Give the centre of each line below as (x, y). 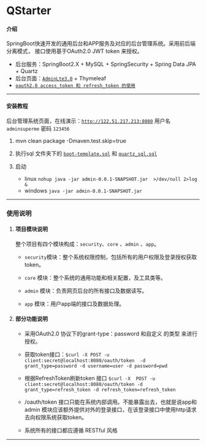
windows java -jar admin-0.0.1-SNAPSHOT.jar (83, 190)
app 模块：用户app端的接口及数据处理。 (74, 304)
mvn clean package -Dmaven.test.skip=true (71, 140)
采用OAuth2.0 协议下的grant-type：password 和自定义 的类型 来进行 (111, 333)
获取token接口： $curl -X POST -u (67, 354)
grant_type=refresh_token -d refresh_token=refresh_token (100, 390)
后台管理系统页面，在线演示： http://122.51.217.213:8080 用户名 (89, 121)
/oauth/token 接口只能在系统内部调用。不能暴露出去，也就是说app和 (111, 402)
